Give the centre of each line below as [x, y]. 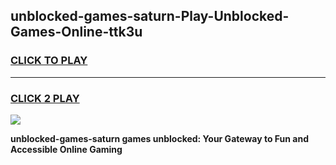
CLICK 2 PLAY [45, 98]
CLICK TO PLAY [49, 61]
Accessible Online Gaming [66, 149]
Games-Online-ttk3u [76, 32]
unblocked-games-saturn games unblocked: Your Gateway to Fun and [159, 138]
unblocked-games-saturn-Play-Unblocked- [150, 16]
